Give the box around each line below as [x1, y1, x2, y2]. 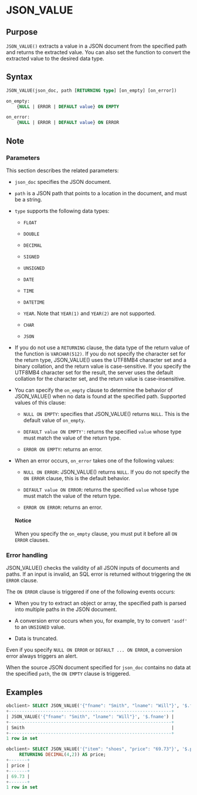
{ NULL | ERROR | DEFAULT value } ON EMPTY [16, 103, 119, 109]
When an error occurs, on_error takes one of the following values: [14, 457, 175, 464]
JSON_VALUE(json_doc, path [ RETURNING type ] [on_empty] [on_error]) [6, 88, 177, 93]
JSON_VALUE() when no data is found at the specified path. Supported [14, 393, 186, 400]
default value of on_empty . [23, 417, 86, 424]
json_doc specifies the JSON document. [14, 178, 111, 185]
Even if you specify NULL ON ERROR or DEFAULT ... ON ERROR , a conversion [6, 646, 183, 653]
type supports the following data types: [14, 207, 110, 214]
